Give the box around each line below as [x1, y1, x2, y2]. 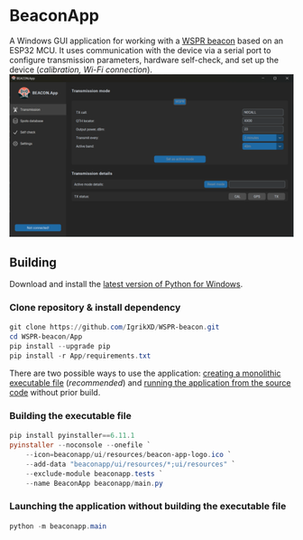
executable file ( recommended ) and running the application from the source [9, 377, 291, 388]
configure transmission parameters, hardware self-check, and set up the [9, 54, 280, 65]
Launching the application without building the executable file [9, 500, 287, 513]
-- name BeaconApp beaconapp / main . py [25, 479, 164, 488]
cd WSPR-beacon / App [9, 332, 83, 341]
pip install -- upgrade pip [9, 342, 111, 351]
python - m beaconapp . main [9, 521, 106, 531]
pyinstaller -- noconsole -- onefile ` [9, 441, 151, 450]
